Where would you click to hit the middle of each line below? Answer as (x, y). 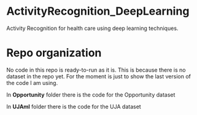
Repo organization (54, 53)
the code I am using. (32, 83)
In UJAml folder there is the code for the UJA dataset (74, 106)
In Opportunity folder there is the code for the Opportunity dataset (91, 95)
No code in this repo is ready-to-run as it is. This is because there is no (96, 70)
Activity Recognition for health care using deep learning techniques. (92, 28)
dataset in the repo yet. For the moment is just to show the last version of (99, 76)
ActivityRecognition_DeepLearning (98, 11)
